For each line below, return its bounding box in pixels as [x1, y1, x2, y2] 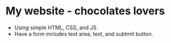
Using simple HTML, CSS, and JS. [14, 24, 98, 31]
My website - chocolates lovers [5, 4, 165, 18]
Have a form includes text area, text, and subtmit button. [14, 30, 154, 37]
